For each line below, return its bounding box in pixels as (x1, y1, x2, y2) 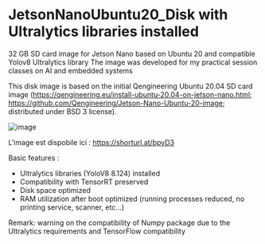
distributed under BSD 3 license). (8, 106, 117, 116)
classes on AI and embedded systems (8, 65, 134, 75)
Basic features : (8, 153, 60, 163)
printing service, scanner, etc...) (19, 202, 125, 212)
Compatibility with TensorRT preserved (19, 177, 149, 187)
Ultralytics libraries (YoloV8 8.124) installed (19, 168, 161, 178)
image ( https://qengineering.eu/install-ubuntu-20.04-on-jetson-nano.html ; (8, 89, 252, 99)
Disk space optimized (19, 185, 92, 195)
